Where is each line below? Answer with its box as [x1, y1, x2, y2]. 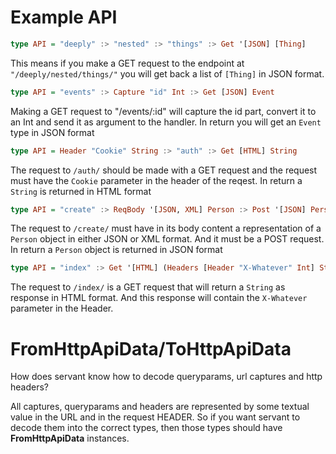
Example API [10, 6, 118, 29]
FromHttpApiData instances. [10, 432, 130, 445]
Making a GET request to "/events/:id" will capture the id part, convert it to [10, 105, 317, 117]
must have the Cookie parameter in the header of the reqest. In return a [10, 174, 303, 186]
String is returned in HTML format [10, 185, 152, 197]
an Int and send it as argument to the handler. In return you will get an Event [10, 116, 322, 128]
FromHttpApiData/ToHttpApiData [10, 337, 292, 360]
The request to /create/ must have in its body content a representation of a [10, 222, 322, 235]
